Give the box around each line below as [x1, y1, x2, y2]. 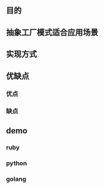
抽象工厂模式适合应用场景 [6, 27, 98, 37]
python [6, 159, 27, 167]
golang [6, 175, 26, 183]
